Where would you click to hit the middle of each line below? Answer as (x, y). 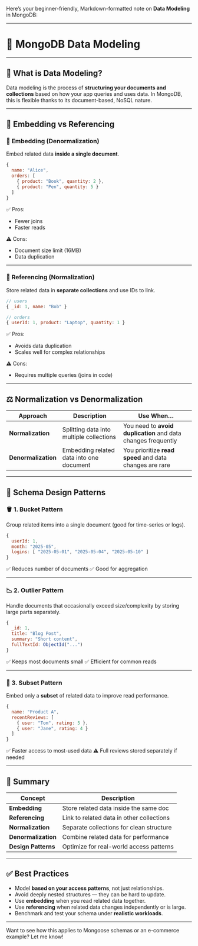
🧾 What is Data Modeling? (54, 73)
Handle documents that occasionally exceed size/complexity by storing (93, 605)
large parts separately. (33, 612)
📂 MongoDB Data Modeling (73, 44)
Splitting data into (86, 430)
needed (15, 757)
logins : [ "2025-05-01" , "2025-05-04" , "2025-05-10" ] (80, 552)
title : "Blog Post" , (37, 634)
